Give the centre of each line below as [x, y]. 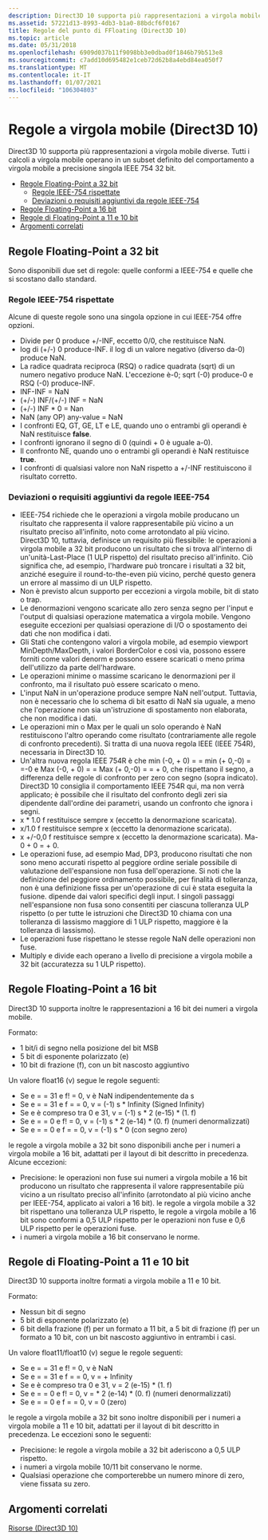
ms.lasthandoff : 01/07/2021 [55, 82]
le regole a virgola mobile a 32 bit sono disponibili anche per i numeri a [124, 1145]
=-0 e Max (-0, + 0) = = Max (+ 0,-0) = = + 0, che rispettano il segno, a [136, 769]
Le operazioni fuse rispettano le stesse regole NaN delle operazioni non [138, 938]
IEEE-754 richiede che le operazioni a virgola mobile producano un [129, 515]
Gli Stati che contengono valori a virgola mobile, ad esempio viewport [134, 642]
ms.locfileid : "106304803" [53, 90]
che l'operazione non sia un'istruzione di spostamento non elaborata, [134, 709]
